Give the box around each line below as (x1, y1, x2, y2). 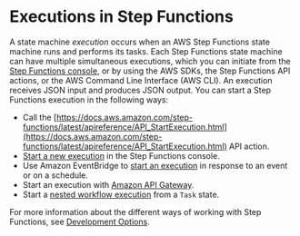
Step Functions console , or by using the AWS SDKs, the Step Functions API (9, 65, 291, 76)
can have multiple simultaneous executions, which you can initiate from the (9, 55, 291, 66)
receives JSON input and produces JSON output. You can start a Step (9, 84, 271, 95)
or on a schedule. (22, 170, 89, 181)
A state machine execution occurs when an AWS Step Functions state (9, 36, 271, 47)
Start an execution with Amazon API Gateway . (22, 179, 195, 190)
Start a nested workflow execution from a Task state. (22, 189, 220, 200)
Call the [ (22, 112, 57, 123)
